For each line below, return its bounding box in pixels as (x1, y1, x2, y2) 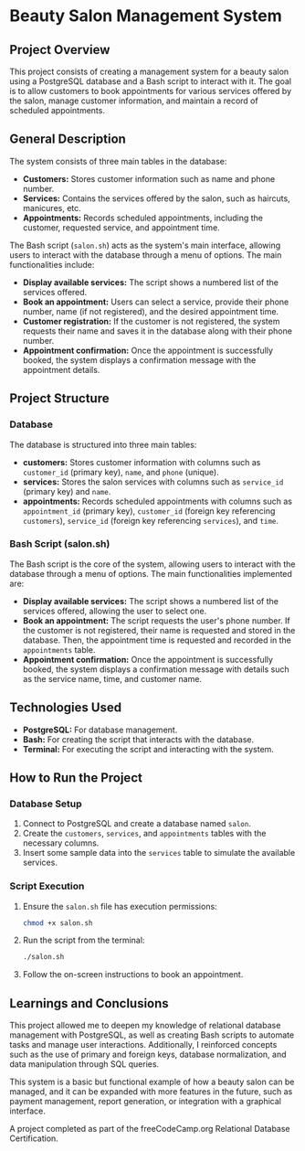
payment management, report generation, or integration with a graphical (9, 1096, 281, 1107)
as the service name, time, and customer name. (22, 673, 203, 684)
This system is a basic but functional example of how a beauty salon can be (9, 1076, 295, 1088)
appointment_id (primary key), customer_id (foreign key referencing (22, 505, 276, 517)
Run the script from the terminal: (22, 934, 145, 946)
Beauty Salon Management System (9, 5, 282, 27)
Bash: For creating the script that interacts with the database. (22, 733, 254, 745)
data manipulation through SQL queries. (9, 1059, 160, 1070)
